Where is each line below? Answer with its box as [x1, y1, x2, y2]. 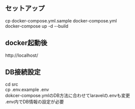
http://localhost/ [5, 52, 38, 58]
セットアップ [5, 4, 45, 13]
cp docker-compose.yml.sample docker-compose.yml [5, 17, 117, 23]
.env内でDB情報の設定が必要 [5, 99, 64, 105]
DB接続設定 [5, 68, 41, 77]
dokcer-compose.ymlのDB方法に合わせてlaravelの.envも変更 [5, 93, 130, 99]
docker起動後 [5, 39, 47, 47]
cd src [5, 81, 18, 88]
